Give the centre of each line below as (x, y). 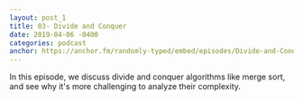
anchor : (24, 51)
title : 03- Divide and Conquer (68, 26)
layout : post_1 (38, 18)
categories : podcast (48, 43)
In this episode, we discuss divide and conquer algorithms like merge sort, (147, 77)
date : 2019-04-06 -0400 (54, 34)
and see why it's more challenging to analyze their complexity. (125, 87)
